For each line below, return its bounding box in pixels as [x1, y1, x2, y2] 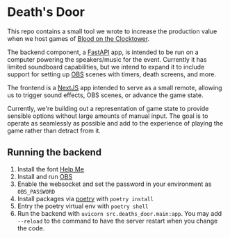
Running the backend [7, 146, 102, 158]
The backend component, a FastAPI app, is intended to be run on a [7, 48, 199, 56]
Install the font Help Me [17, 164, 85, 173]
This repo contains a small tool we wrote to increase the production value [7, 27, 217, 35]
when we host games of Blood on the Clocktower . [7, 34, 150, 42]
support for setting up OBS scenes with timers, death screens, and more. [7, 70, 217, 78]
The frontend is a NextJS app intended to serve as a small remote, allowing [7, 83, 222, 92]
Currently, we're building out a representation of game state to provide [7, 104, 209, 112]
